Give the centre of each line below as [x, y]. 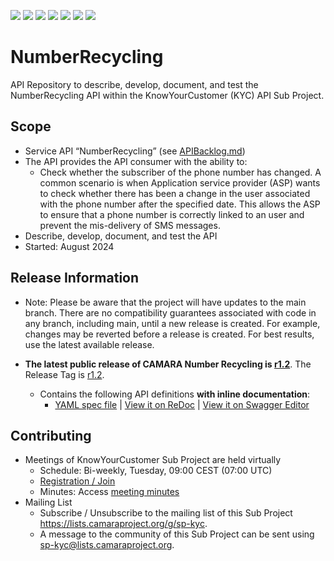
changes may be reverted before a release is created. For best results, [169, 334]
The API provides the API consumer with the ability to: [136, 161]
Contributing [51, 435]
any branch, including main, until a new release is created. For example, [172, 323]
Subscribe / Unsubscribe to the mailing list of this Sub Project [166, 513]
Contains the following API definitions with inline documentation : [175, 394]
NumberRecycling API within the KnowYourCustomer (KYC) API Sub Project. [167, 95]
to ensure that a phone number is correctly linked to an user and [172, 214]
